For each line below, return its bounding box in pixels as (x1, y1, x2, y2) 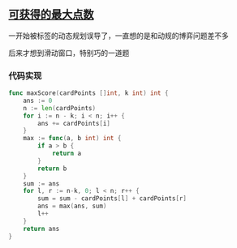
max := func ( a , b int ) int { (23, 135, 122, 143)
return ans (23, 224, 60, 233)
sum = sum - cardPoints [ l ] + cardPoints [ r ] (37, 195, 187, 203)
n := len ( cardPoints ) (23, 104, 96, 112)
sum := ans (23, 179, 60, 188)
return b (37, 165, 67, 173)
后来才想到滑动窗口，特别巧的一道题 (8, 48, 130, 58)
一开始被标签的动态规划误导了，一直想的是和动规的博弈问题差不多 (8, 31, 229, 41)
